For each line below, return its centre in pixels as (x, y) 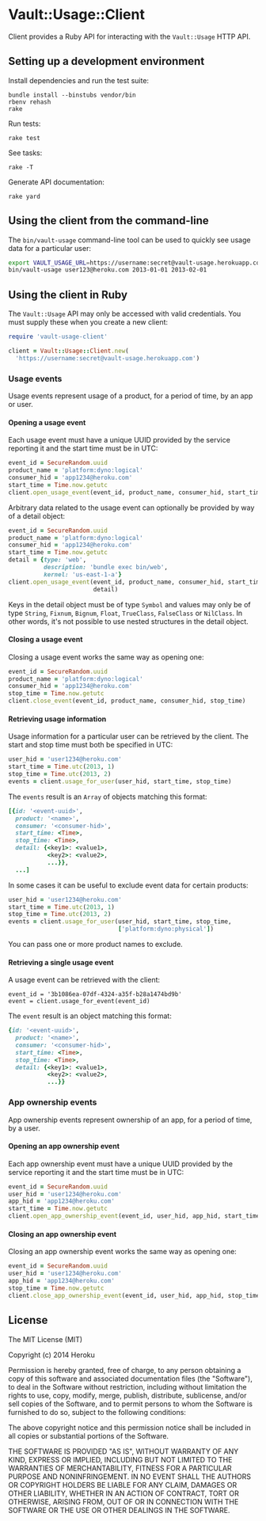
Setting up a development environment (106, 61)
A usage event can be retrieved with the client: (84, 980)
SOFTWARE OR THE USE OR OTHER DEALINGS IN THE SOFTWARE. (119, 1510)
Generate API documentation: (57, 182)
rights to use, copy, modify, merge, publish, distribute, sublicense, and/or (127, 1395)
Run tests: (25, 124)
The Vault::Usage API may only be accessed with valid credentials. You (125, 314)
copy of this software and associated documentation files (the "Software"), (131, 1378)
